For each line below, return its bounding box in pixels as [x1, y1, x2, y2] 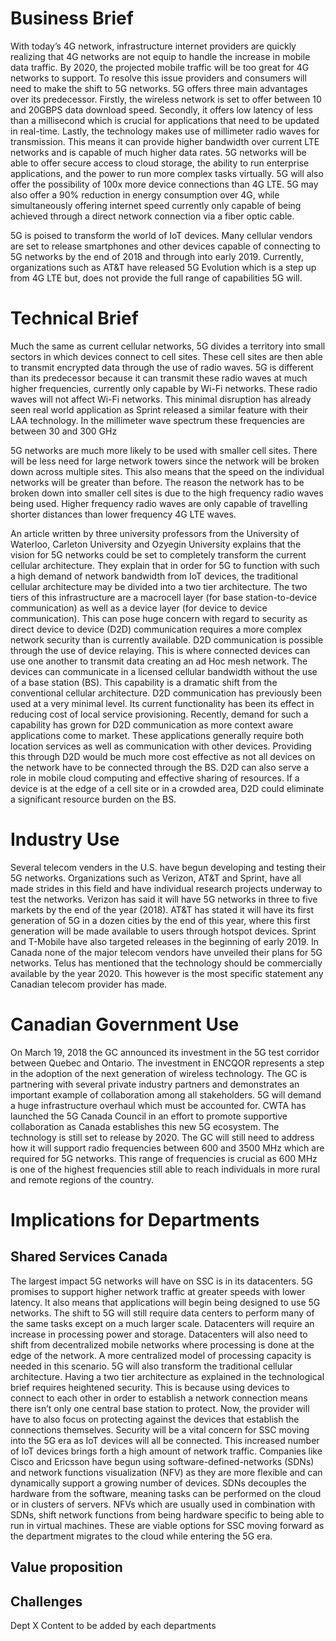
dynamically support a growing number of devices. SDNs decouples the [10, 1477, 307, 1489]
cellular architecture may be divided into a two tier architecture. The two [10, 580, 308, 592]
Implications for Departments [10, 1208, 260, 1231]
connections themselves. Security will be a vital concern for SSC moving [10, 1423, 310, 1436]
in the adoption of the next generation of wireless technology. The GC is [10, 1067, 308, 1079]
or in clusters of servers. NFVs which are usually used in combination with [10, 1498, 316, 1510]
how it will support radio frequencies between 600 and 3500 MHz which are [10, 1142, 325, 1154]
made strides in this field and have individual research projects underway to [10, 882, 323, 894]
